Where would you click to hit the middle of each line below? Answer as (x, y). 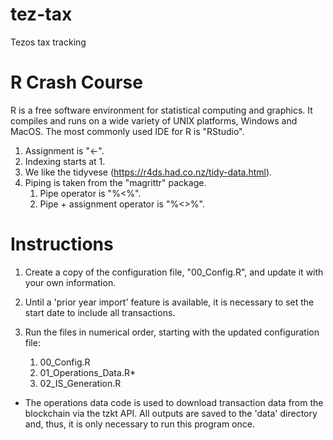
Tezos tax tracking (48, 42)
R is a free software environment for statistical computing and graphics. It (161, 110)
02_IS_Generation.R (80, 383)
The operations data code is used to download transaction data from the (174, 402)
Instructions (62, 244)
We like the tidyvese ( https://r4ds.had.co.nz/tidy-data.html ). (148, 172)
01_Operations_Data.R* (87, 372)
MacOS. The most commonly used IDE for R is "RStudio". (127, 131)
